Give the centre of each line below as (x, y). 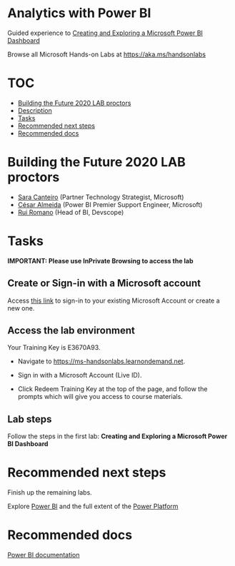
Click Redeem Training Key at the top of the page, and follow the (112, 389)
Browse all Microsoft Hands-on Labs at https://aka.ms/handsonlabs (106, 54)
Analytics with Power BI (79, 13)
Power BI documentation (44, 555)
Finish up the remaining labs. (50, 492)
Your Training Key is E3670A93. (54, 348)
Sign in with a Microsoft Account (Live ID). (80, 375)
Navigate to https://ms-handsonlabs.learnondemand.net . (101, 361)
